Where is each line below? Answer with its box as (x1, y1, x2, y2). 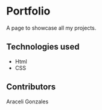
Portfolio (6, 4, 51, 18)
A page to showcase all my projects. (6, 24, 97, 31)
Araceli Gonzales (6, 98, 49, 105)
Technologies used (6, 42, 80, 52)
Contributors (6, 82, 56, 92)
